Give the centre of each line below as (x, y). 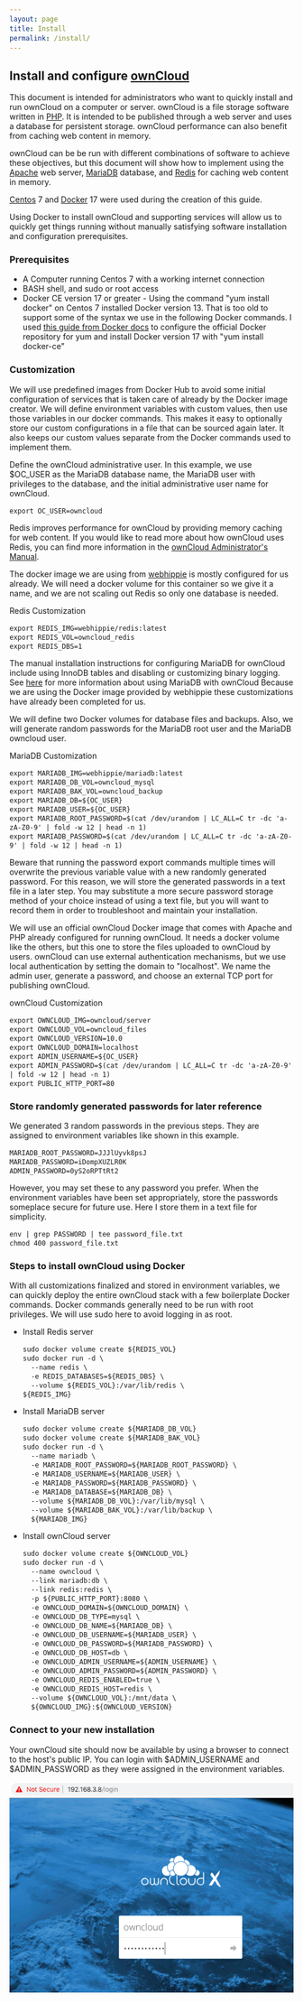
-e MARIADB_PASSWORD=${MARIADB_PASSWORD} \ (114, 1483)
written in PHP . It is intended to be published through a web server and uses (151, 116)
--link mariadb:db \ (69, 1581)
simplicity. (28, 1217)
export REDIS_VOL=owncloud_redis (72, 637)
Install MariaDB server (64, 1412)
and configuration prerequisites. (69, 236)
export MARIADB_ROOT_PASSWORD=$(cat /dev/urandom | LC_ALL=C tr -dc (141, 818)
